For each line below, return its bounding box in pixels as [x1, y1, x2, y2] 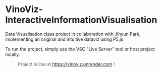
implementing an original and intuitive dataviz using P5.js [5, 36, 124, 42]
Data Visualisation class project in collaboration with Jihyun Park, [5, 31, 141, 37]
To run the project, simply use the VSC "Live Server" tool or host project [5, 46, 155, 52]
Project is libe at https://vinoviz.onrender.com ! [17, 61, 115, 67]
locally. [5, 51, 20, 57]
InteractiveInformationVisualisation [5, 14, 157, 26]
